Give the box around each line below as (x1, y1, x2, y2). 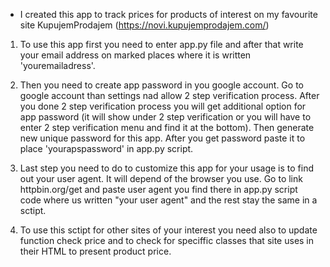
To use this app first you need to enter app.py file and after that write (19, 39, 304, 50)
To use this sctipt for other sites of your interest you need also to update (19, 224, 318, 236)
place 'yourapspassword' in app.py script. (19, 143, 194, 154)
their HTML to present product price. (19, 245, 172, 257)
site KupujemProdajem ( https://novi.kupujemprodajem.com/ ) (19, 19, 270, 31)
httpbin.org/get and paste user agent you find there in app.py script (19, 184, 298, 195)
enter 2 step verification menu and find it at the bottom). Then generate (19, 122, 315, 133)
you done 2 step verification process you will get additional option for (19, 100, 307, 112)
